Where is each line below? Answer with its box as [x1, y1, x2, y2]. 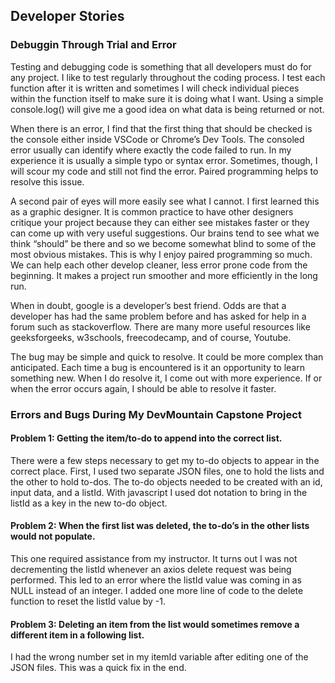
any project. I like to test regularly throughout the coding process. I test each [10, 71, 326, 83]
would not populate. [10, 530, 96, 543]
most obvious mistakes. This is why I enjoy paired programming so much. [10, 248, 313, 260]
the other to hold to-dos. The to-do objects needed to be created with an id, [10, 475, 323, 488]
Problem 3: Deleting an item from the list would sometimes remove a [10, 618, 300, 630]
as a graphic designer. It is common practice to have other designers [10, 205, 294, 218]
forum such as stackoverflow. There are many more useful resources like [10, 320, 311, 333]
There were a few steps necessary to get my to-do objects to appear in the [10, 454, 320, 466]
